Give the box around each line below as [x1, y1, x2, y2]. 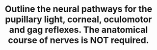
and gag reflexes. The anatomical [9, 25, 148, 35]
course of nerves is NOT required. [8, 35, 149, 46]
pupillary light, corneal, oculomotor [5, 14, 152, 25]
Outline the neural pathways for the [4, 3, 153, 15]
